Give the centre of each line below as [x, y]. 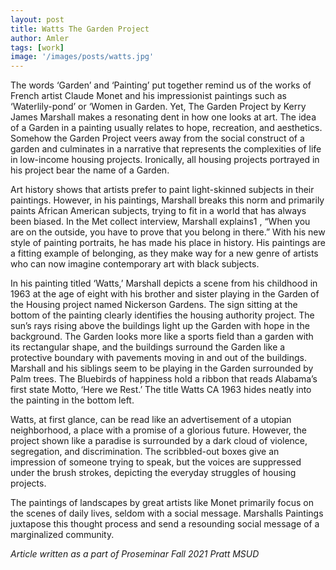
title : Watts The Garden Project [80, 29]
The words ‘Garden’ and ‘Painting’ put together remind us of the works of [161, 85]
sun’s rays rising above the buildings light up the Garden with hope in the [160, 326]
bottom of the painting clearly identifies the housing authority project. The [162, 315]
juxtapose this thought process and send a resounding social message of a [165, 524]
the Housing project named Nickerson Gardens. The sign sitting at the [154, 305]
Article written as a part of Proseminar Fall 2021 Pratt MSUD [135, 554]
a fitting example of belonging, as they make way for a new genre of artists [164, 253]
